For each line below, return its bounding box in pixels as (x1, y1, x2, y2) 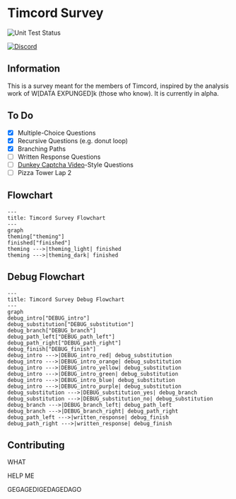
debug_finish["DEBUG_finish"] (7, 345, 97, 352)
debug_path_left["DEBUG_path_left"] (7, 333, 115, 340)
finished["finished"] (7, 239, 71, 246)
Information (7, 62, 61, 75)
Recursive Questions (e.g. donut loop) (17, 136, 129, 145)
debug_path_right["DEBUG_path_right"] (7, 339, 122, 347)
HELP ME (7, 471, 35, 480)
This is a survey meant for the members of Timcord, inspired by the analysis (7, 82, 230, 90)
